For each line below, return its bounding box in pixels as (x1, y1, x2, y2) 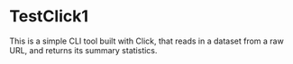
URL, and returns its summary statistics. (9, 44, 158, 55)
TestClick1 (9, 6, 88, 27)
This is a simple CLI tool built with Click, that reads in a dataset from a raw (9, 36, 284, 46)
